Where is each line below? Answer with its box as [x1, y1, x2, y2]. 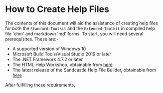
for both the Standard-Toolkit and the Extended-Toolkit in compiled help [5, 25, 156, 31]
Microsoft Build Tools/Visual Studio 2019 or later [12, 51, 112, 57]
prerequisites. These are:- [5, 36, 59, 42]
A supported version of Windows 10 [12, 45, 86, 51]
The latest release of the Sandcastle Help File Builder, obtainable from [12, 66, 156, 73]
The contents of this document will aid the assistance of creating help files [5, 20, 159, 26]
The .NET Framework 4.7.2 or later [12, 56, 83, 62]
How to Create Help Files [5, 3, 110, 15]
